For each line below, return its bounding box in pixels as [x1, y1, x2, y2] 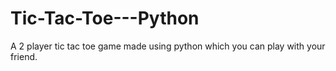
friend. [10, 50, 38, 62]
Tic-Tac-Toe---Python [10, 7, 200, 30]
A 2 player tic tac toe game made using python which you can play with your [10, 40, 326, 52]
